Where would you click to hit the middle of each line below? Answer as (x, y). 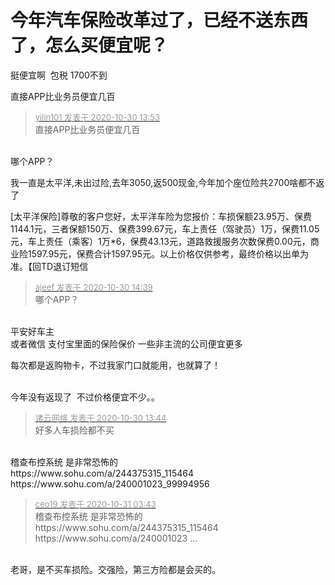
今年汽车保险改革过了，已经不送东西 (159, 20)
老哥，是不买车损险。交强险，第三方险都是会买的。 (115, 569)
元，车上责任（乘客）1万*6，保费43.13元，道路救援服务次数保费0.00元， (160, 241)
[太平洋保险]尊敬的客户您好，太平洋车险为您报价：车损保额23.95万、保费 (161, 216)
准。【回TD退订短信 (49, 266)
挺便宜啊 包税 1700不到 (59, 75)
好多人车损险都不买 (74, 430)
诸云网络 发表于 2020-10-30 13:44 (100, 417)
